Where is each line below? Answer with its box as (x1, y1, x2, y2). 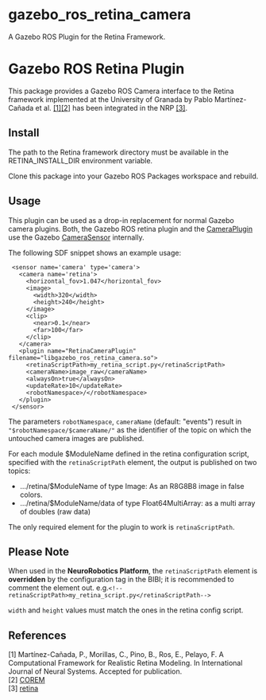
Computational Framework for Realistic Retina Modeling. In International (8, 659, 243, 668)
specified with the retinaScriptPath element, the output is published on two (8, 457, 257, 467)
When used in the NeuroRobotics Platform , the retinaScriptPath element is (8, 566, 258, 576)
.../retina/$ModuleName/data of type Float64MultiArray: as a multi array (19, 498, 256, 507)
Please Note (8, 545, 70, 558)
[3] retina (8, 683, 39, 694)
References (8, 628, 67, 642)
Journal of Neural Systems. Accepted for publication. (8, 667, 183, 676)
